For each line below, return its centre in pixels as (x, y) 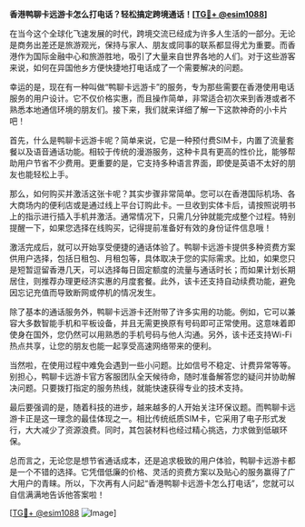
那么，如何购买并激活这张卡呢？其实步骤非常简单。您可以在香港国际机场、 (148, 194)
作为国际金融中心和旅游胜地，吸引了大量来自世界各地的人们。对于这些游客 (156, 56)
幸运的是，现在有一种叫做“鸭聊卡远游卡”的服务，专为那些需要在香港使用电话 (152, 87)
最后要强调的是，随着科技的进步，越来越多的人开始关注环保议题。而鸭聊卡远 (152, 407)
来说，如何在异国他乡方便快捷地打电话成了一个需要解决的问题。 (128, 68)
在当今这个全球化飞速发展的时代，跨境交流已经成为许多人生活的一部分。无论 (152, 34)
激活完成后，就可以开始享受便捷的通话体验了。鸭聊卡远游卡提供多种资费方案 (152, 247)
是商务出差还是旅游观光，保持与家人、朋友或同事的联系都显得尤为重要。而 (148, 45)
